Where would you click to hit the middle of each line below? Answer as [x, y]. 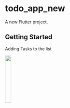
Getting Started [29, 37]
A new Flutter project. [27, 22]
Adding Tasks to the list [28, 48]
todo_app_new [35, 8]
